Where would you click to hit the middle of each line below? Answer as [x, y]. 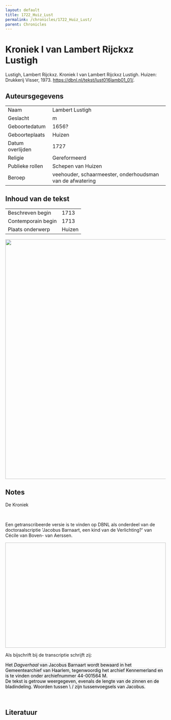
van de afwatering [74, 181]
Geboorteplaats [26, 135]
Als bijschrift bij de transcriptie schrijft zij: [49, 655]
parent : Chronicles [26, 24]
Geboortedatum [27, 127]
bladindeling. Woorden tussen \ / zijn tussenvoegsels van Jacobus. [76, 686]
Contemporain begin [32, 221]
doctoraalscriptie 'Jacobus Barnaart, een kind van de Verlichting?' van [79, 530]
